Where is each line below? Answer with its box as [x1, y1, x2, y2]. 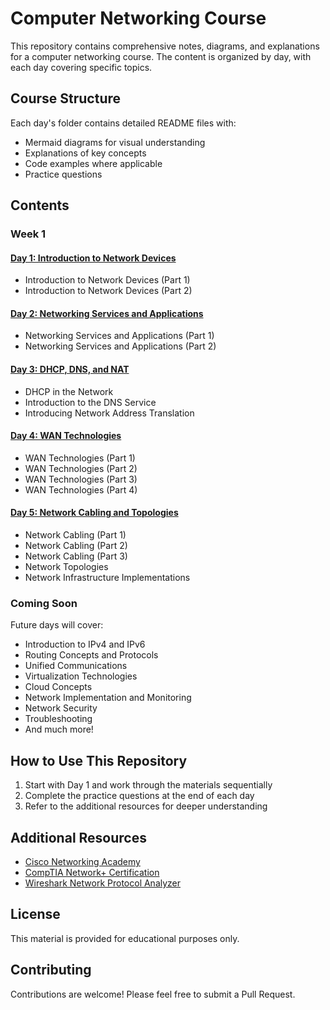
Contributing [10, 962, 92, 979]
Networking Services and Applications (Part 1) [24, 330, 215, 342]
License [10, 906, 61, 923]
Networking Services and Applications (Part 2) [24, 340, 217, 352]
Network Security [24, 702, 98, 714]
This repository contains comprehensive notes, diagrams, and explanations [10, 40, 320, 52]
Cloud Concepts [24, 681, 93, 693]
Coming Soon [10, 597, 78, 610]
